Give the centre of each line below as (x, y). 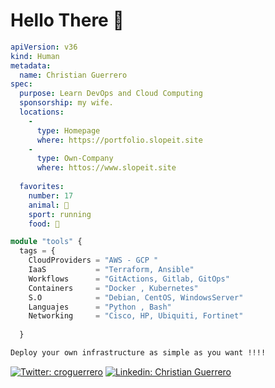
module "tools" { (46, 242)
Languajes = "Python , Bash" (100, 307)
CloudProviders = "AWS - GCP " (93, 260)
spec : (21, 84)
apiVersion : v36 (44, 47)
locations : (42, 112)
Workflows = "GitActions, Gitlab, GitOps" (129, 279)
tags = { (37, 251)
